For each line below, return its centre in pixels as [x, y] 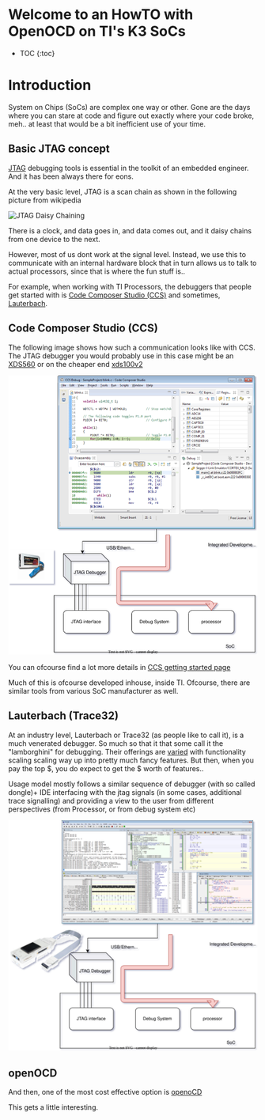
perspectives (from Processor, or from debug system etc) [102, 809]
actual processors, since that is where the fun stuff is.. [97, 271]
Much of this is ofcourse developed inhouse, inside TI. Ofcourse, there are [129, 683]
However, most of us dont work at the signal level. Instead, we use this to [127, 254]
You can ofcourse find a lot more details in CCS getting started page [119, 667]
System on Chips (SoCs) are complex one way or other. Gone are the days [129, 107]
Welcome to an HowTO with [101, 15]
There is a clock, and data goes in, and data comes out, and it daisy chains [130, 230]
